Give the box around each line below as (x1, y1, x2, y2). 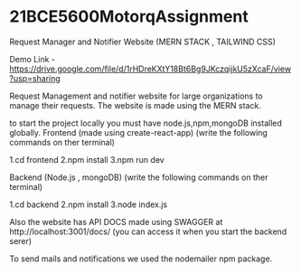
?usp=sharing (9, 72, 61, 83)
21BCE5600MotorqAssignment (9, 6, 249, 27)
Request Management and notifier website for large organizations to (9, 90, 264, 101)
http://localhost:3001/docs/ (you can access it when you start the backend (9, 226, 287, 237)
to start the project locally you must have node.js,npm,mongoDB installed (9, 118, 283, 128)
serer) (9, 235, 33, 246)
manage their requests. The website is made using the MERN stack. (9, 99, 262, 110)
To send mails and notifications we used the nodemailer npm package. (9, 253, 273, 264)
